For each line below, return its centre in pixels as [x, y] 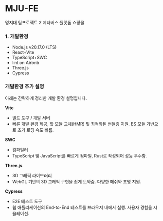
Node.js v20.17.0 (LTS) [34, 47]
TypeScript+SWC [29, 58]
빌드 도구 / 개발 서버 [31, 118]
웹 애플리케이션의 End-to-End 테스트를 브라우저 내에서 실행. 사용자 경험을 [82, 207]
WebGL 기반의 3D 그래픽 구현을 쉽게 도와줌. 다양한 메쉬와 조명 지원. [77, 181]
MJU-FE [22, 8]
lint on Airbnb [26, 63]
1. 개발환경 [17, 36]
